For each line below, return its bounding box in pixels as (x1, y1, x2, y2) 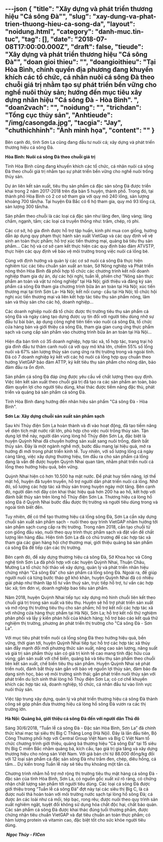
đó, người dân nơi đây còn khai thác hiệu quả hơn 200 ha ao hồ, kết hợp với (5, 489, 156, 495)
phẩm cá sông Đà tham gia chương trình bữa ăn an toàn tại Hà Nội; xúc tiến (5, 283, 155, 289)
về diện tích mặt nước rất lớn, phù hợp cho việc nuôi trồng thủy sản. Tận (5, 428, 149, 433)
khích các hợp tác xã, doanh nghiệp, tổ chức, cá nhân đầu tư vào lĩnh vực (5, 681, 152, 687)
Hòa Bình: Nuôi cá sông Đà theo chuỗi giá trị (5, 154, 96, 159)
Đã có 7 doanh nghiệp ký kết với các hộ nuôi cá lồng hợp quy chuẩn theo (5, 354, 151, 360)
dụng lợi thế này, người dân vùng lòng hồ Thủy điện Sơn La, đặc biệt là (5, 433, 147, 439)
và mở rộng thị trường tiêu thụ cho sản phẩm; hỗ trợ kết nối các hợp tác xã (5, 604, 153, 610)
